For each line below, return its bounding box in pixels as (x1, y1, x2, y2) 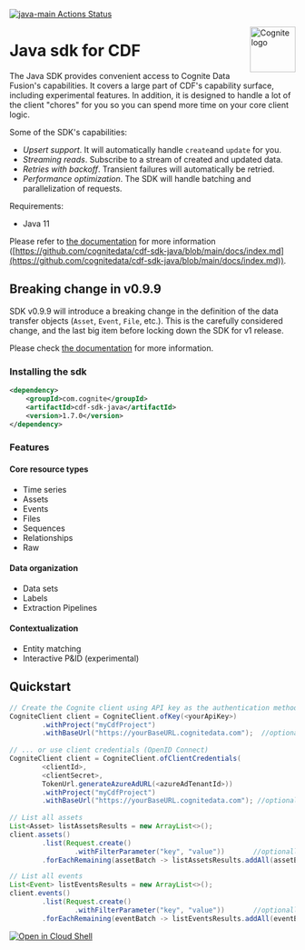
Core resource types (9, 464, 89, 475)
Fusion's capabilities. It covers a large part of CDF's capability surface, (9, 80, 274, 91)
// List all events (9, 872, 84, 881)
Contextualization (9, 623, 79, 634)
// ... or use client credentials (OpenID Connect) (9, 745, 209, 755)
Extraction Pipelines (22, 602, 98, 613)
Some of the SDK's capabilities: (9, 126, 128, 137)
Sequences (22, 523, 65, 534)
